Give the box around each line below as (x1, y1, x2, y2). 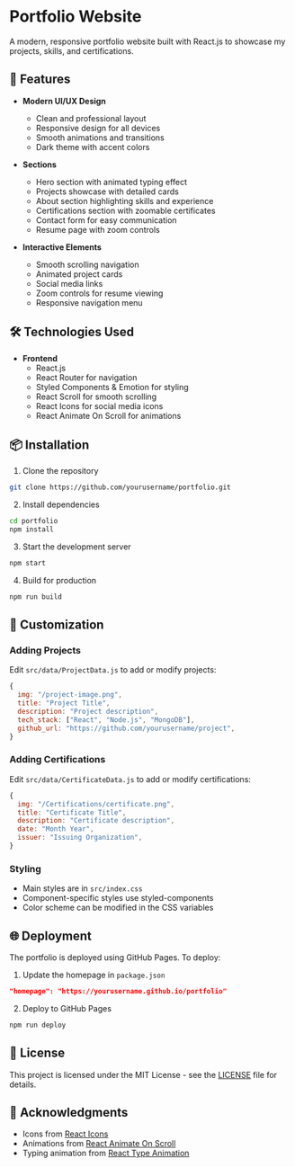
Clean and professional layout (35, 112, 147, 123)
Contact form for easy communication (35, 214, 177, 226)
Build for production (22, 575, 97, 585)
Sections (22, 159, 57, 170)
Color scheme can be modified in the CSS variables (22, 902, 214, 913)
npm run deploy (9, 1020, 67, 1029)
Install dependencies (22, 499, 101, 510)
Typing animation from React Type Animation (22, 1148, 190, 1159)
